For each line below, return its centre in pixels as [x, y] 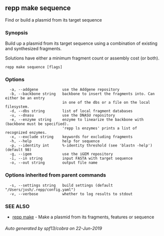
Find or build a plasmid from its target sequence [54, 20]
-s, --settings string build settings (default [61, 185]
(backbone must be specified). [37, 124]
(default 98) [18, 150]
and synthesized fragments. [33, 49]
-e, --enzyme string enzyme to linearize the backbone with [77, 120]
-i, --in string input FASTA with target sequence [71, 159]
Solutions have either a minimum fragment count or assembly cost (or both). [82, 58]
